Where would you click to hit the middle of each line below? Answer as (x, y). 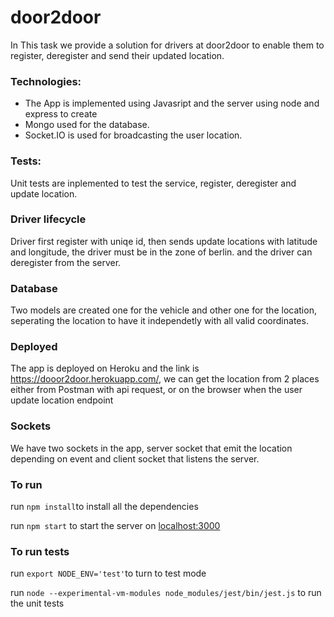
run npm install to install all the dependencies (104, 507)
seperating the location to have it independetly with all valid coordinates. (159, 321)
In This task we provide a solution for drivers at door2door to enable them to (167, 45)
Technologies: (46, 81)
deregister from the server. (66, 262)
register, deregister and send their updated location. (117, 55)
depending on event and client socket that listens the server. (135, 458)
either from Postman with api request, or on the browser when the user (156, 390)
